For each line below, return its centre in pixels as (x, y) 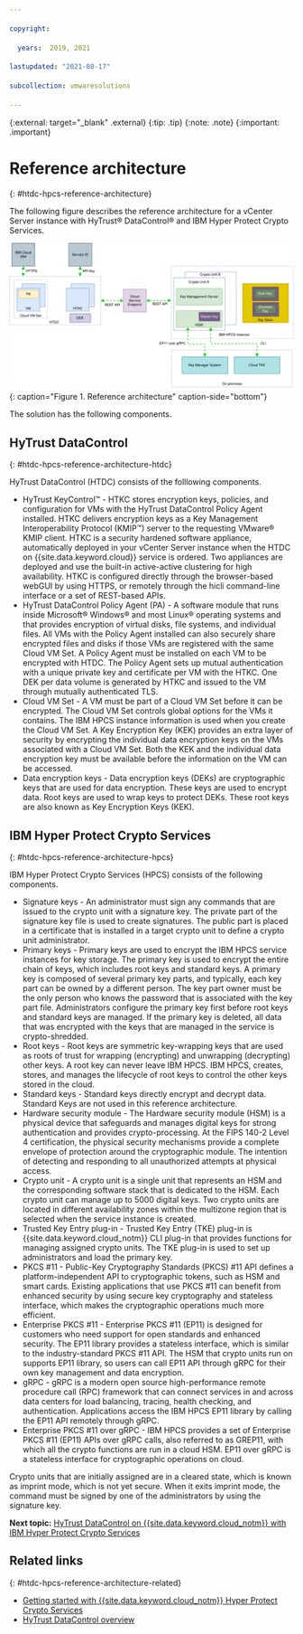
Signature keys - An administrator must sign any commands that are (149, 902)
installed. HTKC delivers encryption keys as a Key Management (140, 519)
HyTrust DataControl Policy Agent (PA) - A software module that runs (151, 605)
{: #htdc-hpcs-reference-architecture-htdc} (91, 465)
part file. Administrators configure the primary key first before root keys (155, 1007)
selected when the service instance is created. (109, 1219)
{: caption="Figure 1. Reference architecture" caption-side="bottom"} (138, 397)
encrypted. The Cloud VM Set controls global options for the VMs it (147, 711)
